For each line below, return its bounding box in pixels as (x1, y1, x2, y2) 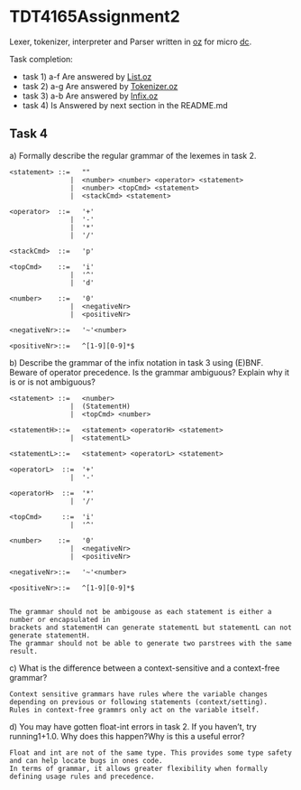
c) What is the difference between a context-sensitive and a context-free (9, 662, 280, 674)
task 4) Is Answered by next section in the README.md (22, 99, 228, 110)
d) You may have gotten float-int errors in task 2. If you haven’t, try (9, 720, 257, 732)
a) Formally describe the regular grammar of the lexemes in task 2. (9, 150, 257, 161)
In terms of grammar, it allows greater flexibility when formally (9, 764, 269, 773)
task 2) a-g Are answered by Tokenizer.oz (22, 80, 178, 91)
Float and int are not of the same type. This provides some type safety (9, 748, 293, 757)
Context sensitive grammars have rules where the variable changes (9, 689, 269, 699)
